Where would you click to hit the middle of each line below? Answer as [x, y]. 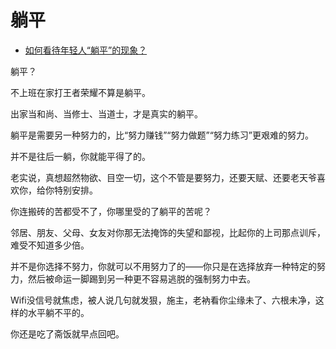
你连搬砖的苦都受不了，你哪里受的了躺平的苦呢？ [111, 211]
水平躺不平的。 [58, 312]
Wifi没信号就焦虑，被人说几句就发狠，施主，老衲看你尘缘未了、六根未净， [163, 300]
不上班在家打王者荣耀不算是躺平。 [80, 92]
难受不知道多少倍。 [50, 245]
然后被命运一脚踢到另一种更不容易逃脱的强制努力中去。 [141, 278]
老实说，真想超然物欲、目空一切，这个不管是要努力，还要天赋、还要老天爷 [163, 177]
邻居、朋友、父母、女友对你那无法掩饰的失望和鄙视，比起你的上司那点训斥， [168, 232]
